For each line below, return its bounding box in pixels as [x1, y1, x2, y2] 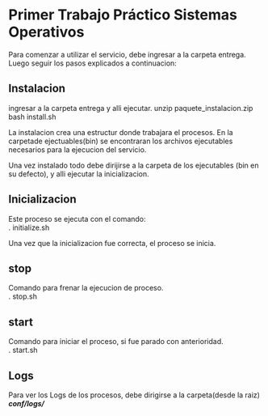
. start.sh [8, 346, 38, 355]
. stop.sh [8, 291, 38, 301]
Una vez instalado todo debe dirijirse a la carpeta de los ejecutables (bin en [8, 160, 259, 170]
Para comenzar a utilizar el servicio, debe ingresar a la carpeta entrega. [8, 49, 246, 59]
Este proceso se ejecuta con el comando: [8, 214, 147, 223]
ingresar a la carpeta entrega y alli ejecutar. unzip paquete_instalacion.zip [8, 103, 253, 112]
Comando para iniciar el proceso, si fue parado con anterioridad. [8, 337, 224, 346]
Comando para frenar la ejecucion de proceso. [8, 283, 164, 293]
